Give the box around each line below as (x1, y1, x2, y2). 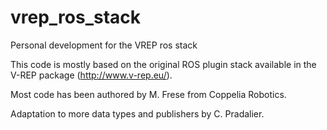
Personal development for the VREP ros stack (10, 39, 198, 51)
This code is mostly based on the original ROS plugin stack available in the (10, 58, 317, 70)
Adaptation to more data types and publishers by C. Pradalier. (10, 107, 265, 120)
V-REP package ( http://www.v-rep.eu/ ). (10, 69, 173, 81)
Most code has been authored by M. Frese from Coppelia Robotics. (10, 88, 287, 100)
